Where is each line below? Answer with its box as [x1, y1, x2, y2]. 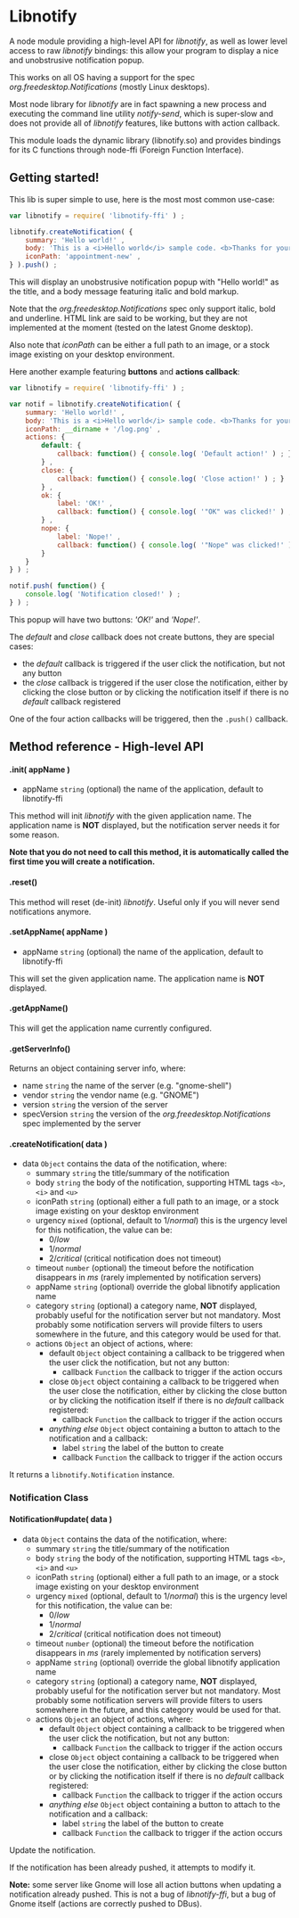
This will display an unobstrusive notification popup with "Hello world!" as [9, 276, 279, 287]
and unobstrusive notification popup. [9, 54, 145, 65]
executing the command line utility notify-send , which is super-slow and [9, 108, 274, 119]
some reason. [9, 829, 60, 840]
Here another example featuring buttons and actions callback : [9, 366, 240, 376]
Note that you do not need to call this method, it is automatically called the [9, 847, 289, 858]
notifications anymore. [9, 906, 92, 917]
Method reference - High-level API [9, 739, 205, 754]
